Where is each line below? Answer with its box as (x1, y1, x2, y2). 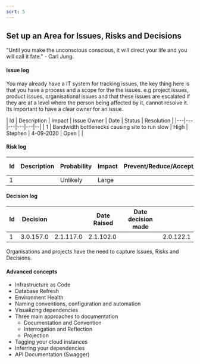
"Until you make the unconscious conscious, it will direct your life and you (6, 47, 187, 54)
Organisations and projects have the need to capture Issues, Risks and (6, 248, 179, 255)
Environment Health (14, 294, 64, 301)
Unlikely (60, 175, 83, 184)
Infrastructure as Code (14, 281, 71, 288)
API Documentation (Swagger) (14, 351, 90, 358)
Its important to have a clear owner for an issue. (6, 105, 124, 112)
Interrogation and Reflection (23, 326, 93, 333)
